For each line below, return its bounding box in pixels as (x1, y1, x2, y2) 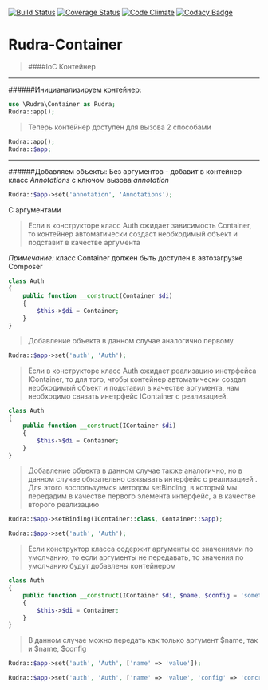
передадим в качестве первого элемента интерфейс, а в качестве (27, 491, 257, 501)
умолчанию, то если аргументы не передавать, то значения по (27, 553, 244, 562)
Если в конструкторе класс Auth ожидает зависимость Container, (27, 220, 252, 231)
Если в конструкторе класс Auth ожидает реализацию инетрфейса (27, 366, 257, 375)
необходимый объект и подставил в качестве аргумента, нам (27, 383, 240, 393)
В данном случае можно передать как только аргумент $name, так (27, 636, 258, 645)
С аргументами (8, 205, 61, 215)
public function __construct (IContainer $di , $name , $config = (22, 591, 238, 599)
